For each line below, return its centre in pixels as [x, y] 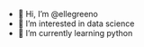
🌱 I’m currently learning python [75, 33]
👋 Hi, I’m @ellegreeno [58, 14]
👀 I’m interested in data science [76, 23]
